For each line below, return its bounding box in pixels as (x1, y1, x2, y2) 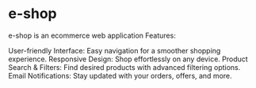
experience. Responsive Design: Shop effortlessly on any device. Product (8, 54, 248, 64)
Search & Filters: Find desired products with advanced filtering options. (8, 62, 241, 71)
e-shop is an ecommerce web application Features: (8, 31, 176, 40)
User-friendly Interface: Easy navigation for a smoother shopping (8, 46, 221, 55)
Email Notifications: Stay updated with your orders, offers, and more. (8, 71, 232, 80)
